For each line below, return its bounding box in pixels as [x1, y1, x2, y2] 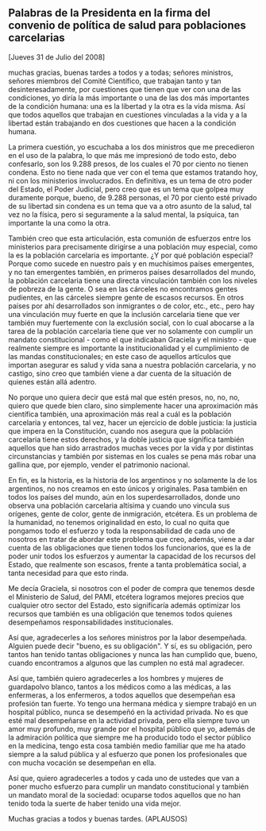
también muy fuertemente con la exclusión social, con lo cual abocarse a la [8, 318, 255, 327]
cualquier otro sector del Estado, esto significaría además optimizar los [8, 600, 241, 610]
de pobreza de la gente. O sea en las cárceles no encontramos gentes [8, 284, 238, 293]
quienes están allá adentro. [8, 377, 97, 386]
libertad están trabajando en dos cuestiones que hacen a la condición [8, 118, 237, 128]
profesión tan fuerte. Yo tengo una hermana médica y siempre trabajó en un [8, 698, 256, 708]
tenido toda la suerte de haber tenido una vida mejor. [8, 798, 181, 808]
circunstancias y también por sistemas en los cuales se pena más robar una [8, 451, 256, 461]
